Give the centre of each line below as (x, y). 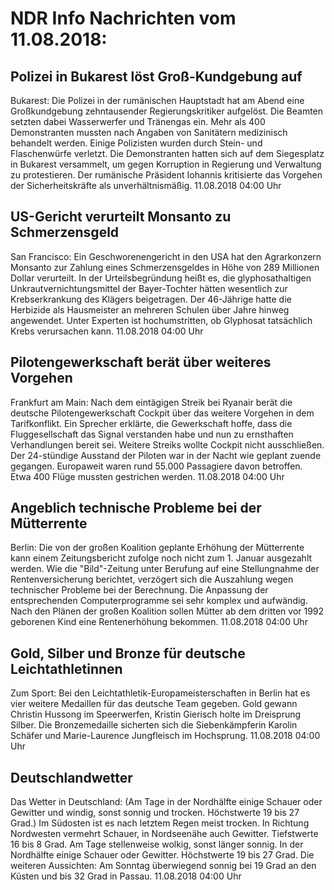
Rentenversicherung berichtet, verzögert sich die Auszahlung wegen (152, 579)
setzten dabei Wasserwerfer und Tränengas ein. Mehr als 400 (138, 121)
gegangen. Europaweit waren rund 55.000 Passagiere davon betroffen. (156, 466)
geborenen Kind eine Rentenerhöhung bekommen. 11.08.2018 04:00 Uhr (159, 622)
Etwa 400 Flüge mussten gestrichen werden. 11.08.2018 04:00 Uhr (147, 476)
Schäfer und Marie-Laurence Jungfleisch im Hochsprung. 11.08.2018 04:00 (165, 736)
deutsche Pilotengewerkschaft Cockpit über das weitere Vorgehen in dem (162, 413)
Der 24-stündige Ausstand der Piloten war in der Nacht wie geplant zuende (166, 455)
